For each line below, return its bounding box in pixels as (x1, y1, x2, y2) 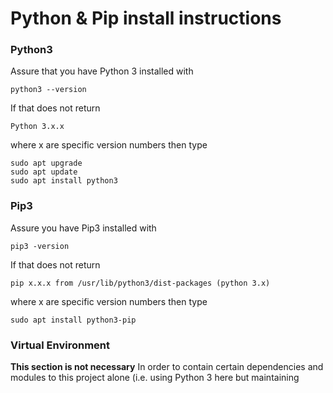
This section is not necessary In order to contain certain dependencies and (10, 361, 324, 373)
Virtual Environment (10, 338, 111, 352)
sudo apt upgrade (10, 158, 83, 169)
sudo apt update (10, 167, 78, 177)
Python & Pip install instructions (10, 7, 282, 30)
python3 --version (10, 85, 87, 95)
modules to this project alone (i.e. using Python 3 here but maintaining (10, 372, 300, 384)
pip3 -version (10, 241, 70, 251)
